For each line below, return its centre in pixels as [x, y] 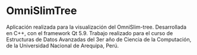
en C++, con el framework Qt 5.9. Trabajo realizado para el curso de [90, 33]
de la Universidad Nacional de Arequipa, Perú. [63, 46]
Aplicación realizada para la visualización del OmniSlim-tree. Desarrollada [96, 27]
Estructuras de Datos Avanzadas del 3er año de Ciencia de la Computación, [99, 39]
